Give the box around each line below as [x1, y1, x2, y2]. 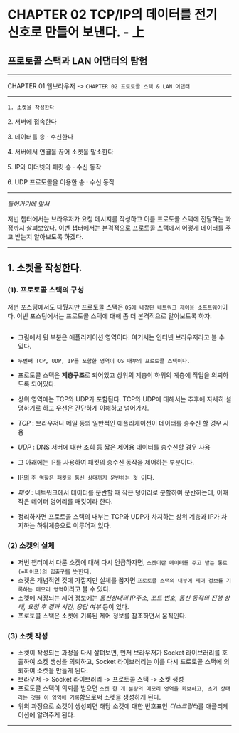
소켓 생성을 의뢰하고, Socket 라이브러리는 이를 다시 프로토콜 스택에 [36, 658, 223, 666]
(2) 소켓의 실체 [7, 540, 55, 550]
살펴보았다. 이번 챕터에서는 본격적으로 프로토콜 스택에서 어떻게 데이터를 [26, 223, 224, 232]
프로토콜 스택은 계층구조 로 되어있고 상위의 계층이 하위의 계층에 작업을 [17, 371, 210, 379]
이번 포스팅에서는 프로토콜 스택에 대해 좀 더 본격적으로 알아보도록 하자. [16, 311, 212, 320]
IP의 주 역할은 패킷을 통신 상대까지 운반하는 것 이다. [17, 473, 155, 481]
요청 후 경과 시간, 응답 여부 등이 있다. [27, 602, 129, 611]
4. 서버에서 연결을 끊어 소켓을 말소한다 [7, 147, 114, 156]
